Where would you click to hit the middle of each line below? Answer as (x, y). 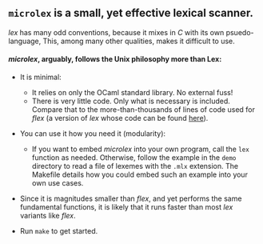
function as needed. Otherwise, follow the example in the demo (134, 158)
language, (25, 41)
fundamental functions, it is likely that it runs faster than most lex (126, 207)
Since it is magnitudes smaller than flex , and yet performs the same (131, 198)
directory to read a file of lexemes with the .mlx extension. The (135, 166)
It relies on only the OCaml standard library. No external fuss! (132, 93)
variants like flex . (48, 216)
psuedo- (240, 32)
